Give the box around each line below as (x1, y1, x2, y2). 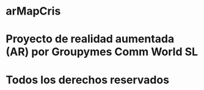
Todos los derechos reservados (5, 73, 169, 86)
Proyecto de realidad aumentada (5, 32, 175, 46)
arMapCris (5, 4, 61, 18)
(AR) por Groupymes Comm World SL (5, 45, 199, 59)
